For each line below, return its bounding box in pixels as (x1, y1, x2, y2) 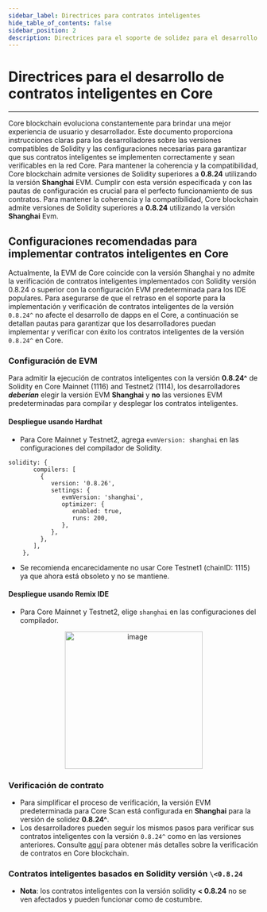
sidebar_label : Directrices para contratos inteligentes (8, 11, 201, 20)
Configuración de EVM (8, 355, 98, 366)
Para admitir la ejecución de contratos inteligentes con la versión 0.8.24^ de (8, 373, 258, 383)
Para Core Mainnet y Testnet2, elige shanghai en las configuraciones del (19, 607, 257, 616)
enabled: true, (72, 507, 123, 515)
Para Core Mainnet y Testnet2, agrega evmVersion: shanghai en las (19, 435, 240, 444)
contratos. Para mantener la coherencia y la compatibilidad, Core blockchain (8, 195, 258, 204)
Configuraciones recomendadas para (8, 234, 197, 248)
